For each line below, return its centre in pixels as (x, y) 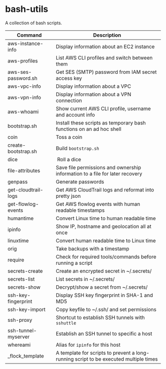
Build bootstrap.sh (78, 148)
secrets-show (24, 287)
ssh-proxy (20, 320)
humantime (21, 218)
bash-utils (27, 9)
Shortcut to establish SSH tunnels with (100, 317)
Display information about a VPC (94, 86)
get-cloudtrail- (25, 189)
